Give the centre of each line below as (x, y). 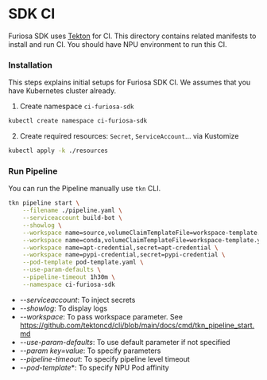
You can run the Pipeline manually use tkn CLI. (85, 189)
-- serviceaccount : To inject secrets (77, 300)
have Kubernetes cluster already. (62, 91)
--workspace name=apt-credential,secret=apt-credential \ (120, 248)
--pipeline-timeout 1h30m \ (69, 277)
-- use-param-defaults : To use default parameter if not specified (125, 342)
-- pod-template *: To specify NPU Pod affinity (94, 367)
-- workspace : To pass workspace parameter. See (101, 316)
